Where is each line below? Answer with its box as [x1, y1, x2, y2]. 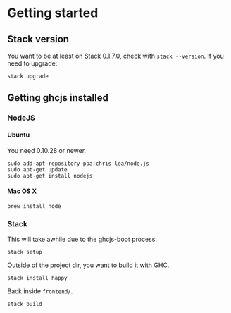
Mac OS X [7, 187, 37, 195]
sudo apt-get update [7, 166, 68, 173]
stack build [7, 301, 42, 308]
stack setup [7, 249, 42, 256]
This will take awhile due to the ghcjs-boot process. [7, 235, 157, 244]
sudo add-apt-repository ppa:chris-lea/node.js [7, 160, 150, 167]
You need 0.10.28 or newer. [7, 146, 87, 154]
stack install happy [7, 275, 68, 282]
